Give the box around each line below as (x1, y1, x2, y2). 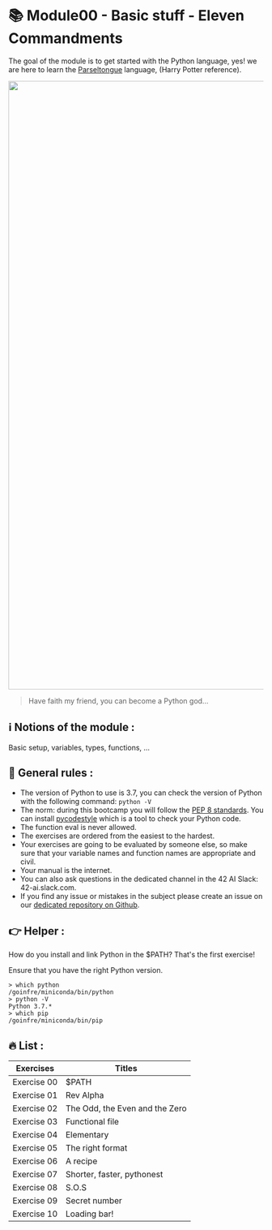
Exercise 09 (12, 1195, 58, 1206)
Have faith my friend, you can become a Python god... (28, 695, 209, 706)
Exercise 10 (12, 1208, 58, 1219)
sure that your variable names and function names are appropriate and (19, 848, 257, 858)
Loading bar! (65, 1208, 114, 1219)
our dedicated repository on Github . (19, 900, 140, 910)
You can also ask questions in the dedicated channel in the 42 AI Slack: (19, 874, 259, 884)
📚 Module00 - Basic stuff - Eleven (8, 6, 244, 25)
